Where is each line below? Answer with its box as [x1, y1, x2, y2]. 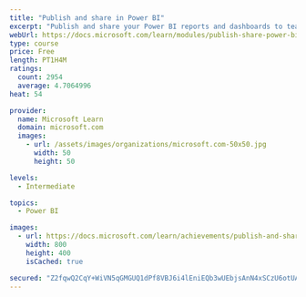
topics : [9, 198, 39, 208]
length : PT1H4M [9, 56, 67, 65]
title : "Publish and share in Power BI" [9, 13, 166, 23]
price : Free [9, 47, 55, 56]
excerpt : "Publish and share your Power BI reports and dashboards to [9, 22, 283, 31]
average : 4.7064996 [17, 81, 92, 90]
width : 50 [33, 148, 71, 158]
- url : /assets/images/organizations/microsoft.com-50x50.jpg [25, 140, 267, 149]
